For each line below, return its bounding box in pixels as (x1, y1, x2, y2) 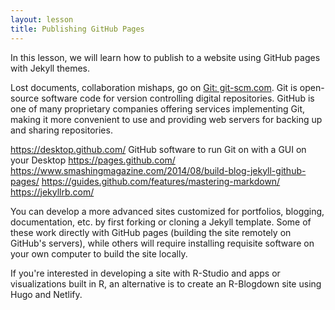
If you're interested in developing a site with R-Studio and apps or (10, 267, 281, 279)
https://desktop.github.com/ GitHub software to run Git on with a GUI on (10, 143, 307, 155)
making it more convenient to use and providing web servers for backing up (10, 113, 323, 125)
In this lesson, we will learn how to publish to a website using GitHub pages (10, 51, 321, 63)
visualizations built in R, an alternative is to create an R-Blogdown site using (10, 277, 322, 290)
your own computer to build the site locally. (10, 247, 188, 260)
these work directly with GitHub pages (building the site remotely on (10, 226, 292, 238)
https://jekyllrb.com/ (10, 186, 95, 198)
